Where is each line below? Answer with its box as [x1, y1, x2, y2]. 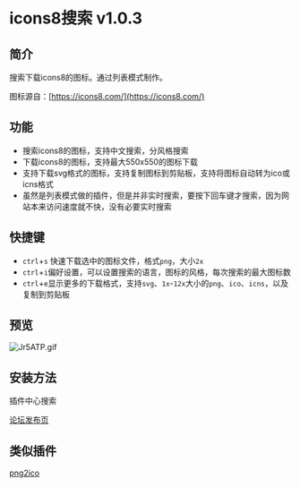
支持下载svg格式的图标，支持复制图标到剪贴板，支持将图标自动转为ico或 [21, 167, 291, 178]
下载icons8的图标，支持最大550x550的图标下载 [21, 156, 199, 167]
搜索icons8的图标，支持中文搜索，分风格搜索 [21, 145, 189, 156]
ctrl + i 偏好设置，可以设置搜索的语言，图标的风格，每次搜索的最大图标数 [21, 266, 291, 278]
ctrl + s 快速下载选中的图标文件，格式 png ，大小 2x [21, 255, 204, 266]
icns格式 [21, 178, 54, 189]
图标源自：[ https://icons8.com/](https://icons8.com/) [9, 91, 205, 101]
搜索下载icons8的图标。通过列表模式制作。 [9, 73, 168, 82]
